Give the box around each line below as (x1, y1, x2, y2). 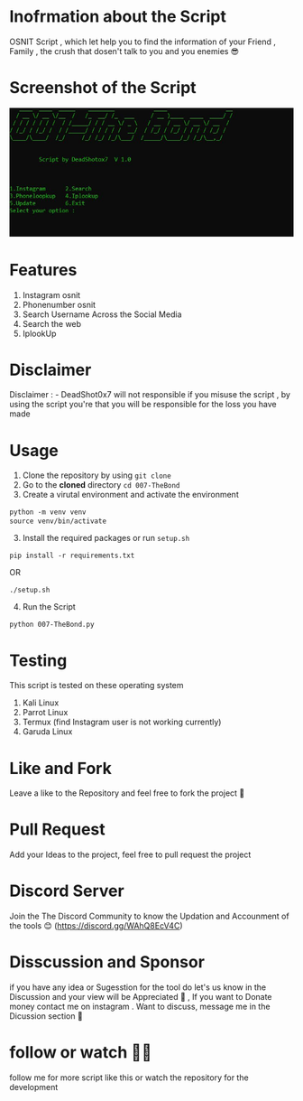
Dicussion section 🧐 (9, 1011, 83, 1022)
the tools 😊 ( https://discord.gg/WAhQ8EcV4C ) (9, 920, 183, 931)
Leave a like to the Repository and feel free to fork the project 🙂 (9, 788, 245, 798)
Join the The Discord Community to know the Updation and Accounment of (9, 910, 290, 922)
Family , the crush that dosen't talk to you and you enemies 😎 (9, 45, 240, 56)
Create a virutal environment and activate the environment (22, 490, 239, 500)
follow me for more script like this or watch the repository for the (9, 1072, 250, 1083)
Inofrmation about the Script (9, 6, 227, 27)
